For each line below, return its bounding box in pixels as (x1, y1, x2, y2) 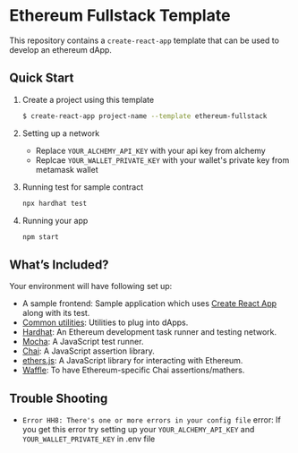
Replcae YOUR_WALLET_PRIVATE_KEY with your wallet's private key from (35, 154, 290, 166)
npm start (21, 232, 60, 242)
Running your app (21, 215, 89, 226)
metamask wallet (35, 164, 98, 175)
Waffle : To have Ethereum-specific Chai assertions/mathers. (21, 364, 245, 376)
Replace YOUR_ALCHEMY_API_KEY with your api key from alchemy (35, 145, 266, 156)
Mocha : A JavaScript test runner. (21, 337, 144, 347)
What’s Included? (9, 257, 109, 272)
